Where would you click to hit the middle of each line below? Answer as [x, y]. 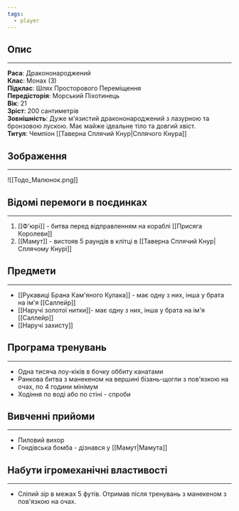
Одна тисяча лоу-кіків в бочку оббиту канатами [90, 372]
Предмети [32, 271]
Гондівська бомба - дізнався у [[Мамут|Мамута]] [92, 448]
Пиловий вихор [41, 440]
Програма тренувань [57, 348]
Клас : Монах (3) [32, 81]
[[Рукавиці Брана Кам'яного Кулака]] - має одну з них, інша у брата [121, 295]
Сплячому [33, 248]
